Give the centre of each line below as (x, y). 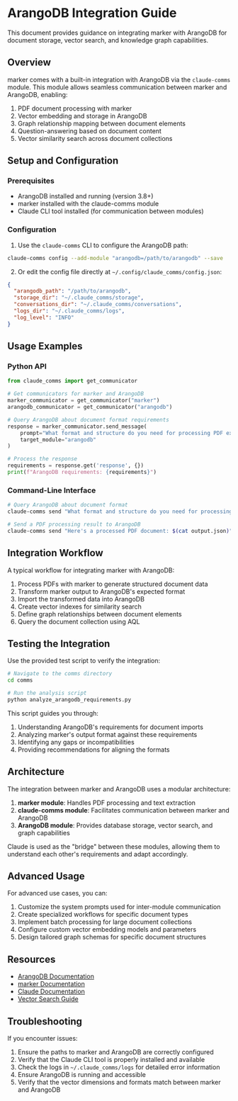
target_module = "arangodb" (58, 440)
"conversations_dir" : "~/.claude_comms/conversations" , (98, 305)
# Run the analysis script (47, 693)
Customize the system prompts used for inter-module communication (119, 907)
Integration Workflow (56, 553)
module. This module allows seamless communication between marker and (117, 87)
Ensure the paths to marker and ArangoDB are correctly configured (115, 1052)
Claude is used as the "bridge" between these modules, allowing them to (114, 846)
